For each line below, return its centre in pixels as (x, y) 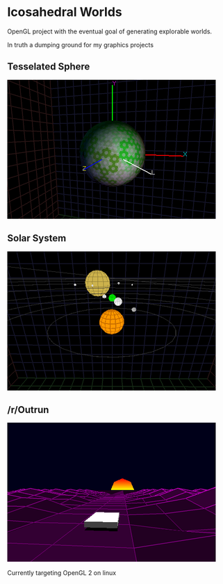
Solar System (37, 238)
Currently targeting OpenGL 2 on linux (62, 573)
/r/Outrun (28, 410)
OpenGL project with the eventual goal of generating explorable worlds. (110, 31)
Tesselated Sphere (49, 67)
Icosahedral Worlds (65, 12)
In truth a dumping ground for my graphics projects (81, 44)
